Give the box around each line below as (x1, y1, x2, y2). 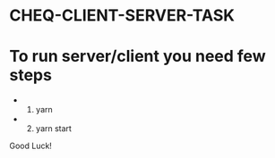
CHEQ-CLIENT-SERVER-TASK (9, 5, 236, 26)
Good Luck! (9, 140, 52, 152)
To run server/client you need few (9, 46, 266, 67)
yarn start (35, 123, 72, 134)
